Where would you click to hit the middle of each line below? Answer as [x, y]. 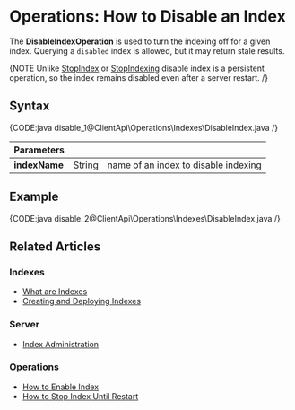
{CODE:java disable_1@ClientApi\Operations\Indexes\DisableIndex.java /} [144, 127]
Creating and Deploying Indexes [82, 301]
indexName [39, 165]
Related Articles [55, 246]
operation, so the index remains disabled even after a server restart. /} [139, 77]
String [86, 165]
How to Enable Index [61, 387]
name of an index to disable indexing [184, 165]
